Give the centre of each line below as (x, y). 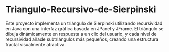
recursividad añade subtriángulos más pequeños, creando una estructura (82, 39)
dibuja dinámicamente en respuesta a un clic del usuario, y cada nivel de (81, 34)
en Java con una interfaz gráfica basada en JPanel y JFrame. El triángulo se (85, 28)
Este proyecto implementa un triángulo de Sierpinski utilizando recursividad (84, 23)
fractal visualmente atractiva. (35, 44)
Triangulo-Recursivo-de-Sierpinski (81, 9)
